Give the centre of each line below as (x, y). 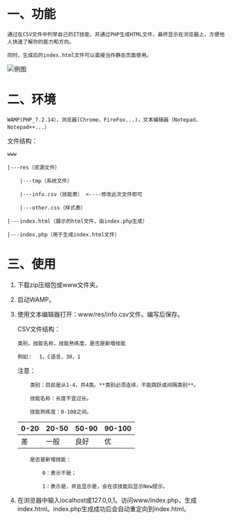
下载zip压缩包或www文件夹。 (59, 284)
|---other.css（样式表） (53, 208)
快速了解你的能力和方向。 (43, 42)
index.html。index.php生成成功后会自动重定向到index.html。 (104, 509)
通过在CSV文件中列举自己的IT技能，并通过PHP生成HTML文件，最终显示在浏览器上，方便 (114, 34)
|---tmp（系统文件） (46, 181)
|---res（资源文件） (34, 167)
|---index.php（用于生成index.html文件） (63, 234)
